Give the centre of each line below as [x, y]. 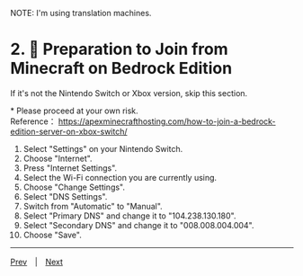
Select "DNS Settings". [65, 196]
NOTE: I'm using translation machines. [81, 13]
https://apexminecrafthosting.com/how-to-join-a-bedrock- [167, 121]
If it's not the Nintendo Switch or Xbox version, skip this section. [129, 93]
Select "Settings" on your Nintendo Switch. [103, 148]
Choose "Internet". [58, 158]
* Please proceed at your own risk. [74, 111]
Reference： [33, 121]
